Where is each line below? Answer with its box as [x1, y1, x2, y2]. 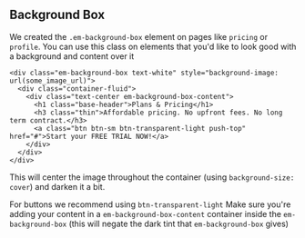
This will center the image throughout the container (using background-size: [9, 172, 295, 183]
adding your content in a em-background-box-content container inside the [9, 208, 282, 219]
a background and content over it [9, 50, 135, 62]
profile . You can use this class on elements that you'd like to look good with [9, 41, 297, 52]
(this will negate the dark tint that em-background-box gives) [68, 218, 290, 229]
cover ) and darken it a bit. [9, 181, 106, 192]
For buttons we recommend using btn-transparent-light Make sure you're [9, 199, 291, 210]
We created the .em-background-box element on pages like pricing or [9, 31, 269, 42]
